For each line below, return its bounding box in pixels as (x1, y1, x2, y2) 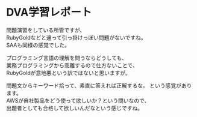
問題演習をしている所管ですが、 (6, 26, 86, 34)
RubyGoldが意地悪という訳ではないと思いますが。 (6, 69, 131, 76)
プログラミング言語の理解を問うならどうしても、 (6, 54, 128, 61)
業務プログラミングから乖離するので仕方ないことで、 (6, 61, 139, 69)
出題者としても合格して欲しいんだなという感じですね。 (6, 104, 143, 112)
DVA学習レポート (6, 5, 92, 19)
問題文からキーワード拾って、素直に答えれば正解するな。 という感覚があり (6, 82, 192, 89)
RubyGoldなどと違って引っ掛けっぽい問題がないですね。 (6, 34, 146, 41)
